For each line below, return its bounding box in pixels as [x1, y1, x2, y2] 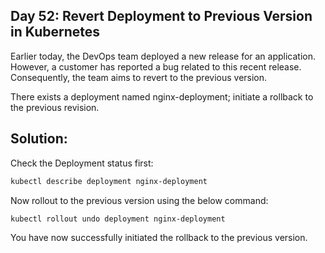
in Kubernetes [10, 24, 101, 41]
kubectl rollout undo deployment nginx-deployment [10, 214, 226, 224]
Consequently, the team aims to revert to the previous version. [10, 71, 268, 83]
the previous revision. [10, 101, 100, 113]
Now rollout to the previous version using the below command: [10, 194, 269, 206]
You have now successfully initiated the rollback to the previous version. [10, 232, 308, 244]
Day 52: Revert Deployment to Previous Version [10, 8, 313, 25]
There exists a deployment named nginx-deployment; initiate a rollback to [10, 90, 314, 103]
